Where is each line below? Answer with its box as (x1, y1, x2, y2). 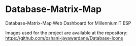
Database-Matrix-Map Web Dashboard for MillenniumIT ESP (5, 20, 131, 26)
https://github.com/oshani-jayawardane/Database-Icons (5, 35, 123, 41)
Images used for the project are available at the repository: (5, 29, 128, 35)
